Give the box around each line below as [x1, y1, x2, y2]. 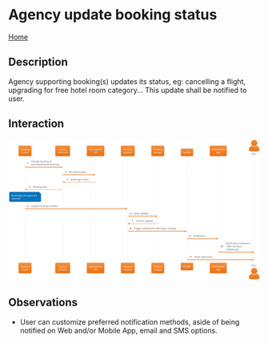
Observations [8, 296, 78, 309]
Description [8, 55, 68, 69]
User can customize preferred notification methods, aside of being [19, 317, 240, 326]
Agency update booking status [8, 6, 218, 24]
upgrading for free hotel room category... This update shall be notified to [8, 85, 247, 95]
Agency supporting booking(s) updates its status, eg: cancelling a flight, [8, 76, 246, 86]
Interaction [8, 117, 65, 131]
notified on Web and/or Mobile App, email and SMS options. [19, 325, 218, 335]
